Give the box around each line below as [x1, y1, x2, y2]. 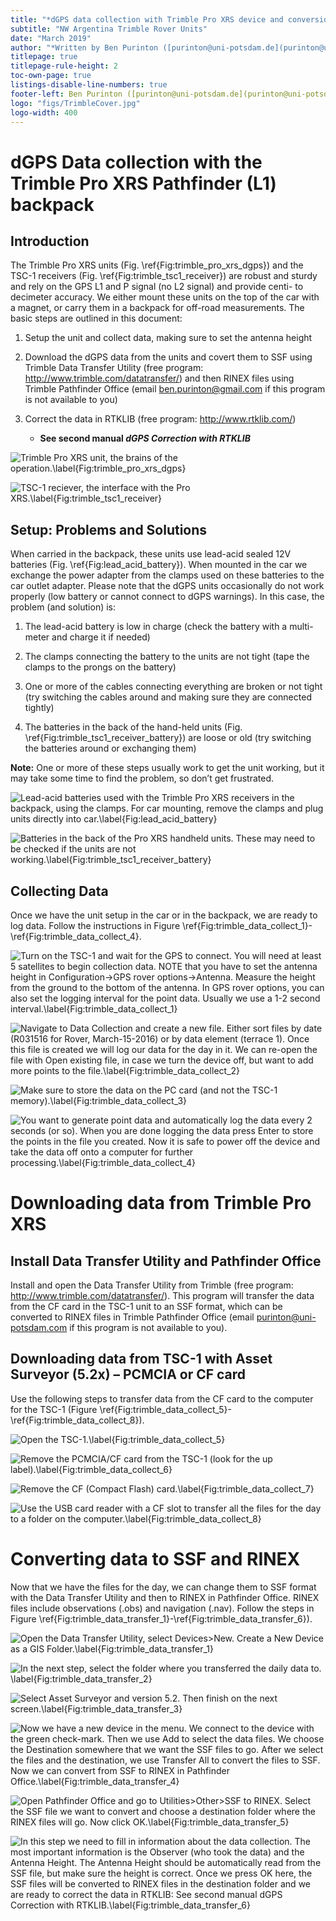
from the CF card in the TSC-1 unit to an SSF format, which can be [10, 1301, 283, 1312]
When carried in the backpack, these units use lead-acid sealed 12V [10, 548, 292, 560]
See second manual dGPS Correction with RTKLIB [39, 432, 251, 445]
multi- [289, 621, 314, 633]
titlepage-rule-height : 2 [10, 61, 118, 71]
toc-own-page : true [10, 71, 92, 81]
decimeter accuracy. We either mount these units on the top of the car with [10, 291, 320, 303]
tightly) [24, 702, 55, 714]
